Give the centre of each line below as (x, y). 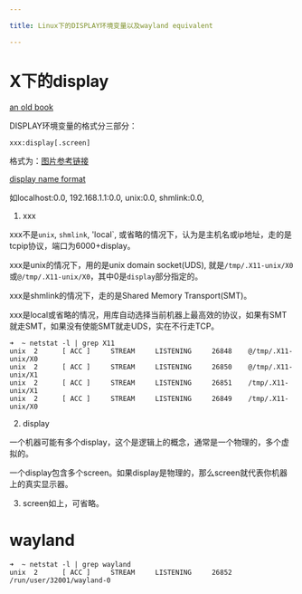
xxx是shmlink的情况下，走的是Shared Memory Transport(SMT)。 (131, 295)
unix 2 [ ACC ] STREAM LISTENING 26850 (121, 367)
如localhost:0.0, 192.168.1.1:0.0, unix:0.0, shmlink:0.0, (107, 197)
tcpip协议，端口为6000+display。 (72, 245)
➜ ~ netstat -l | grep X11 (62, 343)
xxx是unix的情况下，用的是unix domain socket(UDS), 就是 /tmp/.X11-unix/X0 (151, 264)
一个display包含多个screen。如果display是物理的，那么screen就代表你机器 (148, 473)
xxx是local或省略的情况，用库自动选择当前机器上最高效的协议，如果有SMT (148, 314)
